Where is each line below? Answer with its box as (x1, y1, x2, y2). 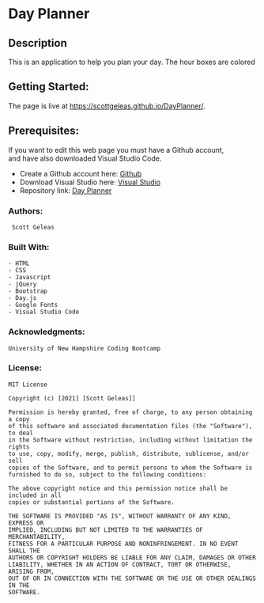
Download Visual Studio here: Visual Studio (19, 177, 160, 187)
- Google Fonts (8, 301, 58, 309)
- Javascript (8, 274, 51, 282)
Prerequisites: (8, 124, 79, 138)
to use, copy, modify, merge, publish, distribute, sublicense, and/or (8, 449, 249, 457)
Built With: (8, 241, 50, 252)
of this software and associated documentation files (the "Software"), (8, 422, 253, 430)
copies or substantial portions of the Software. (8, 498, 175, 506)
